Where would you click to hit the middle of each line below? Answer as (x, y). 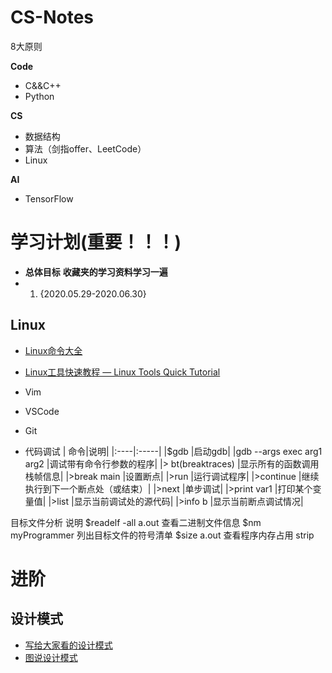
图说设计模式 (51, 657)
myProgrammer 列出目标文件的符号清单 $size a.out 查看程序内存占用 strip (162, 535)
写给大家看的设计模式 (68, 645)
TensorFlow (49, 198)
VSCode (42, 411)
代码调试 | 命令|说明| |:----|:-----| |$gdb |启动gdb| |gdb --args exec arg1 (173, 451)
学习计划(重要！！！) (96, 242)
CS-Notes (52, 17)
